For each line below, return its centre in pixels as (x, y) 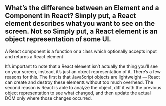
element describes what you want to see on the (80, 24)
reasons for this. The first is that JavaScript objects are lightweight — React (83, 77)
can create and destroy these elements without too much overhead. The (79, 82)
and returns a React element (34, 56)
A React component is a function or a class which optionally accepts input (81, 51)
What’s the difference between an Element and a (82, 8)
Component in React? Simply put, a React (71, 16)
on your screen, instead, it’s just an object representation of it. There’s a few (83, 71)
